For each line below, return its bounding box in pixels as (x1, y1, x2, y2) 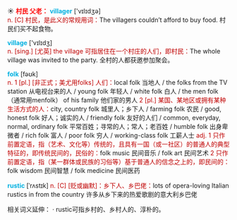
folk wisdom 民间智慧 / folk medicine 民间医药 (7, 166, 140, 175)
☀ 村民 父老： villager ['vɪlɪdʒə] (7, 7, 101, 15)
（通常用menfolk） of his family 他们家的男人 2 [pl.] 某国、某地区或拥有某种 (7, 96, 226, 104)
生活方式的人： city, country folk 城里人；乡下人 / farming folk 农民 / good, (7, 105, 222, 113)
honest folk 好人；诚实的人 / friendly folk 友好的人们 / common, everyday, (7, 114, 221, 122)
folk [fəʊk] (7, 70, 39, 78)
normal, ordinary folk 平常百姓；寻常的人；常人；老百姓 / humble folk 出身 (7, 123, 222, 130)
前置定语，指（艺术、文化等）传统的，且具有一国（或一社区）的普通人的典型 (7, 140, 230, 148)
